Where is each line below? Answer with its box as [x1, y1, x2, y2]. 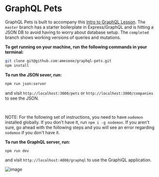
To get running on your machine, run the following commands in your [5, 44, 147, 50]
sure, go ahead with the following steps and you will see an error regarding [5, 124, 155, 130]
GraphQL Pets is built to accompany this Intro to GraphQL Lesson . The [5, 19, 145, 25]
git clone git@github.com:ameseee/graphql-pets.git [5, 58, 111, 63]
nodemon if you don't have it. [5, 129, 60, 135]
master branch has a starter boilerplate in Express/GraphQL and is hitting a [5, 24, 154, 30]
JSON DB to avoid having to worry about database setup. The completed [5, 29, 149, 35]
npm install [5, 63, 29, 68]
